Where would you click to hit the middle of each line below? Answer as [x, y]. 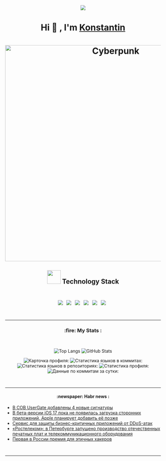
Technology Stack [91, 281]
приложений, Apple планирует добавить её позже [65, 418]
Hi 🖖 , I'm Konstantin [83, 28]
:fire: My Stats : [83, 331]
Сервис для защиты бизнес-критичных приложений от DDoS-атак [82, 423]
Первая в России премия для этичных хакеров [62, 439]
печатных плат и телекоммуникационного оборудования [72, 434]
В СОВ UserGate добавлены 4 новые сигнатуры [62, 407]
